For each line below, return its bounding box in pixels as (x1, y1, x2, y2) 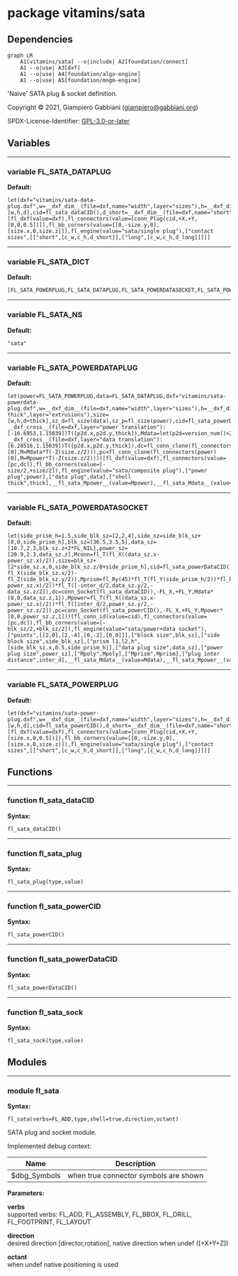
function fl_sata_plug (7, 848, 82, 858)
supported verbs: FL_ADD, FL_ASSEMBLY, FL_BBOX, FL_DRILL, (7, 1210, 193, 1219)
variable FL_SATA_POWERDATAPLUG (7, 363, 138, 373)
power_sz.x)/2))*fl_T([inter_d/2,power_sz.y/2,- (7, 601, 154, 608)
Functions (7, 766, 53, 778)
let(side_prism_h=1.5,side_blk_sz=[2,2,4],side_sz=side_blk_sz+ (7, 532, 201, 540)
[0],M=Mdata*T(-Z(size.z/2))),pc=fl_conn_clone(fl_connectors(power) (7, 449, 217, 456)
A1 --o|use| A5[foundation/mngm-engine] (20, 77, 141, 84)
